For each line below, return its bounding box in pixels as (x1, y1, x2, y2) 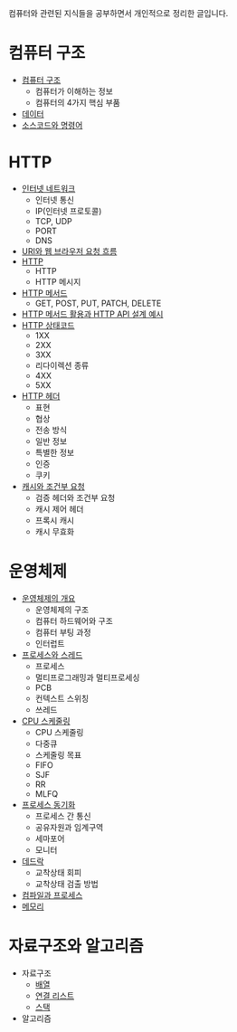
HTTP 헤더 (21, 390, 61, 401)
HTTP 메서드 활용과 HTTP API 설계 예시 (21, 308, 164, 319)
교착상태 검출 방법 (34, 878, 99, 889)
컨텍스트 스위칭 (34, 693, 90, 704)
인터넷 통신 (34, 194, 74, 205)
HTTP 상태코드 (21, 319, 75, 330)
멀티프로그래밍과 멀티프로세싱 (34, 672, 140, 683)
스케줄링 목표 (34, 749, 82, 760)
